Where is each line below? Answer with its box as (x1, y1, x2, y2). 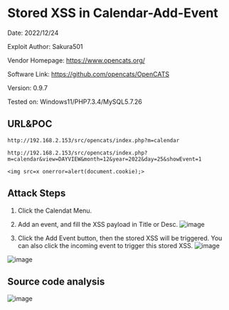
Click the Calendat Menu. (17, 206, 92, 215)
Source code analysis (7, 275, 105, 287)
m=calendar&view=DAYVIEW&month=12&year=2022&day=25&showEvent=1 (7, 155, 202, 163)
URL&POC (7, 118, 53, 130)
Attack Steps (7, 187, 66, 200)
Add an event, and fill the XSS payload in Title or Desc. (17, 220, 179, 228)
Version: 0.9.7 (7, 83, 48, 92)
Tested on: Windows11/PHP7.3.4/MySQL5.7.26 (7, 97, 142, 106)
